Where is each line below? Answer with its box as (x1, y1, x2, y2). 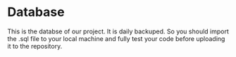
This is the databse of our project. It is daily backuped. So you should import (7, 27, 229, 35)
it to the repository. (7, 42, 63, 50)
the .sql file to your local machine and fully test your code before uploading (7, 34, 225, 42)
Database (7, 4, 65, 20)
